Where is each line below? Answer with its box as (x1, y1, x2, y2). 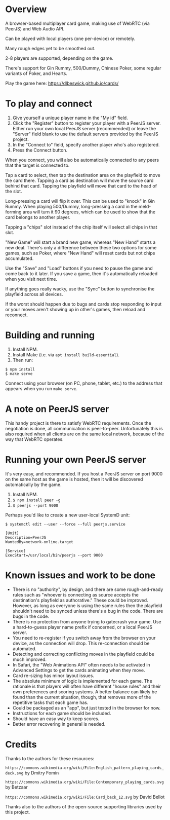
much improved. (12, 656, 47, 662)
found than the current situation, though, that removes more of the (12, 694, 151, 700)
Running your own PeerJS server (5, 454, 146, 465)
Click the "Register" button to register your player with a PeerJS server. (12, 120, 161, 126)
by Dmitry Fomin (24, 769, 59, 776)
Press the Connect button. (12, 147, 68, 153)
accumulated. (5, 255, 34, 262)
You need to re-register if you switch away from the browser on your (12, 635, 156, 641)
